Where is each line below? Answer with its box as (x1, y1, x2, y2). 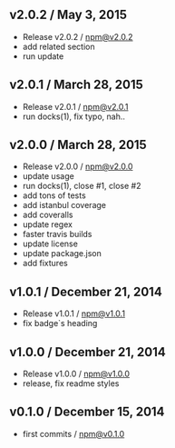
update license (22, 238, 79, 249)
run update (22, 50, 64, 62)
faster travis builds (22, 229, 92, 240)
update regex (22, 219, 73, 230)
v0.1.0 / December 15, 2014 (9, 404, 165, 420)
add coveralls (22, 209, 73, 221)
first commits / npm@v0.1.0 (22, 428, 125, 439)
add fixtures (22, 258, 68, 269)
